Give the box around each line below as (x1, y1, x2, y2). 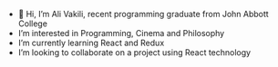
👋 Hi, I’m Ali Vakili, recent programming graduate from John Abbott (17, 9, 269, 19)
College (17, 18, 48, 29)
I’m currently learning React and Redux (17, 37, 165, 48)
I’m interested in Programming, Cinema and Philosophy (17, 28, 225, 38)
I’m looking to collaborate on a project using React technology (17, 47, 252, 58)
